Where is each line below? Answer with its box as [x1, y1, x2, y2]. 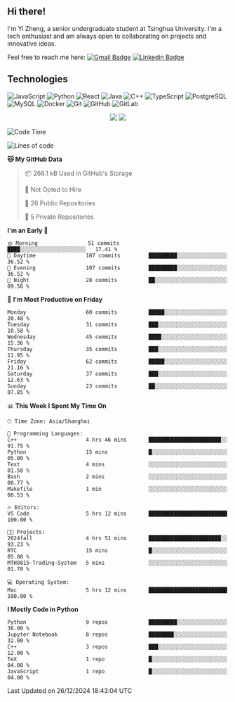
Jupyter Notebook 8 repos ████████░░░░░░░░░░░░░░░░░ [7, 631, 228, 638]
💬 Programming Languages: [7, 430, 83, 437]
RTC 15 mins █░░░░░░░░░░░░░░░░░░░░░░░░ [7, 547, 228, 554]
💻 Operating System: [7, 578, 70, 586]
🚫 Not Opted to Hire [24, 185, 82, 193]
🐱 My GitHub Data [7, 155, 63, 163]
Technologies [7, 73, 69, 85]
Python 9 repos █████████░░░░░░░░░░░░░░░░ [7, 618, 228, 625]
